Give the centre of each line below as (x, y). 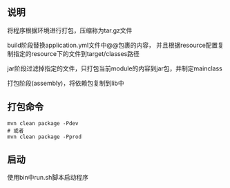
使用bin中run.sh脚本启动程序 (48, 178)
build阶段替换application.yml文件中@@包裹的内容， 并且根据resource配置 (113, 45)
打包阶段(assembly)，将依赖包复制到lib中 (66, 83)
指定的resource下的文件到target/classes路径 (76, 53)
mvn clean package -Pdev (43, 123)
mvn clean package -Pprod (44, 137)
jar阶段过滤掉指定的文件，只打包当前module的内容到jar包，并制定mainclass (115, 68)
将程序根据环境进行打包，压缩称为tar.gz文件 (70, 30)
